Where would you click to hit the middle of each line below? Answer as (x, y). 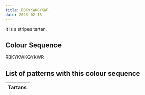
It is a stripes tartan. (26, 29)
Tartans (17, 88)
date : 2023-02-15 (24, 15)
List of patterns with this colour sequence (73, 73)
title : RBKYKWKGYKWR (27, 10)
